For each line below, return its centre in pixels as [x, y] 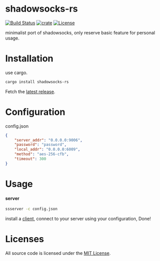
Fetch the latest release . [30, 91]
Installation [29, 59]
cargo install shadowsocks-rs [37, 82]
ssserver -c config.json [31, 209]
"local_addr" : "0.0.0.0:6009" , [47, 150]
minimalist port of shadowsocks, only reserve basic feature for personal [80, 32]
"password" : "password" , [41, 145]
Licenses [25, 239]
